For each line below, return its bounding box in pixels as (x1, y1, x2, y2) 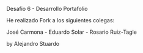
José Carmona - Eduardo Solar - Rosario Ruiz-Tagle (6, 28, 137, 36)
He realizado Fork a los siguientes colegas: (6, 17, 115, 23)
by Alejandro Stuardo (6, 40, 60, 47)
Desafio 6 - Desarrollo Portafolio (6, 5, 88, 12)
